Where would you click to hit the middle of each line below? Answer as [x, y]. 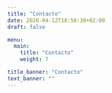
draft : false [26, 27]
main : [22, 46]
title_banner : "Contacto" [45, 72]
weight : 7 [35, 60]
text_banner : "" [31, 78]
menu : [15, 39]
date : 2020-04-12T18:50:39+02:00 [56, 20]
